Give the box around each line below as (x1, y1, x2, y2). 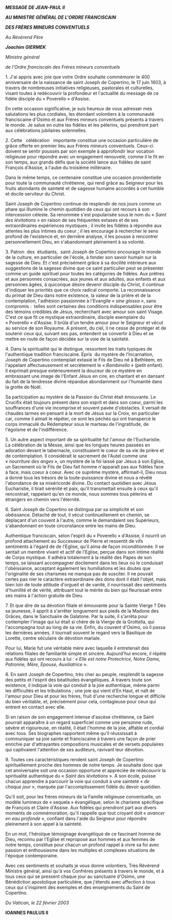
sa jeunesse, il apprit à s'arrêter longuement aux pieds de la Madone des (5, 608, 159, 614)
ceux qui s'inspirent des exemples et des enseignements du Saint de (5, 884, 150, 890)
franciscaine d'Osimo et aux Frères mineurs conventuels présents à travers (5, 116, 164, 122)
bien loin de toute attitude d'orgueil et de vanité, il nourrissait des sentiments (5, 582, 167, 587)
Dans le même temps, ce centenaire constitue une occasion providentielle (5, 174, 161, 180)
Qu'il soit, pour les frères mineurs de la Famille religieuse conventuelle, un (5, 794, 161, 800)
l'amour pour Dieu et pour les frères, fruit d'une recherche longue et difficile (5, 693, 165, 699)
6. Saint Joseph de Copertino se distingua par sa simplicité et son (5, 506, 144, 512)
